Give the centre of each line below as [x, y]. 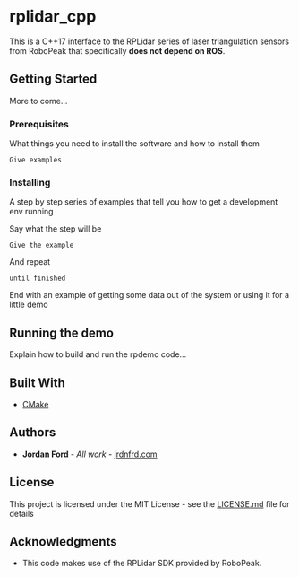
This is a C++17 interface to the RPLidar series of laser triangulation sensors [149, 41]
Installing [30, 182]
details [21, 513]
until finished [38, 279]
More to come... [38, 101]
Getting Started [53, 79]
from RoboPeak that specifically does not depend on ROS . [117, 50]
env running [31, 212]
